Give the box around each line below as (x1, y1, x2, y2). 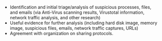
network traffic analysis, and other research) (9, 15, 101, 20)
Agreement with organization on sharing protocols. (9, 31, 114, 36)
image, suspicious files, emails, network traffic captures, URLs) (9, 25, 138, 31)
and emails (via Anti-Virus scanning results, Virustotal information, (9, 9, 145, 15)
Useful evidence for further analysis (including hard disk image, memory (9, 20, 158, 26)
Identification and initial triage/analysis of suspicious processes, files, (9, 4, 152, 10)
